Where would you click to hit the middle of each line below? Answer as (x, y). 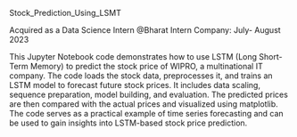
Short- (270, 56)
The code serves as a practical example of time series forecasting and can (146, 113)
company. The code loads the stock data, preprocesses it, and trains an (141, 76)
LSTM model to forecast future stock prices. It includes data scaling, (135, 85)
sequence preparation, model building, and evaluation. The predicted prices (148, 94)
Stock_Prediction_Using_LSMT (66, 13)
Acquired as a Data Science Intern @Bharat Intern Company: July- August (145, 30)
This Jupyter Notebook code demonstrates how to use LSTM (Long (133, 56)
